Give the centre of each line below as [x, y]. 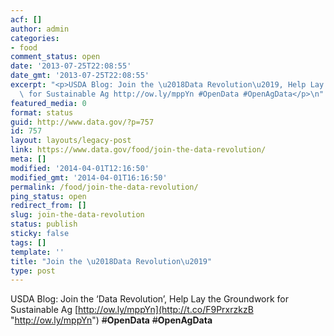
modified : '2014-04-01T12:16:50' [80, 168]
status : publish [44, 224]
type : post [33, 271]
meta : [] [28, 159]
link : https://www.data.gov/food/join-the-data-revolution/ [138, 150]
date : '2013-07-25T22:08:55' [71, 66]
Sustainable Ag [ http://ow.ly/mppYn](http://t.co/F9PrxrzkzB [132, 310]
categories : [35, 38]
